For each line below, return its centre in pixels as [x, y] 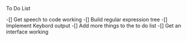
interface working [27, 32]
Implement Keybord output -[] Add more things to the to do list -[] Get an [93, 26]
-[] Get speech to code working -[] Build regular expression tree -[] [87, 19]
